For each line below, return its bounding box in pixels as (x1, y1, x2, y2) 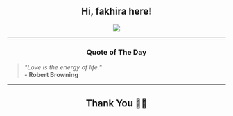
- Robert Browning (24, 71, 78, 79)
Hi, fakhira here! (80, 6, 153, 17)
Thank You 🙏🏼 (85, 97, 148, 109)
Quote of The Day (86, 47, 147, 57)
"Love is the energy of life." (24, 63, 102, 72)
